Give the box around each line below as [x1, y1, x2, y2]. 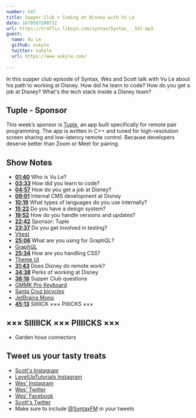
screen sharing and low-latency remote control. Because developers [6, 134, 175, 141]
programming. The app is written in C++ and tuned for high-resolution [6, 127, 179, 135]
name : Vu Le [11, 36, 42, 42]
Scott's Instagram [14, 367, 59, 374]
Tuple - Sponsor [6, 105, 68, 115]
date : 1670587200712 [6, 20, 58, 26]
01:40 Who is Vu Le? [14, 173, 67, 181]
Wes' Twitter [14, 386, 47, 393]
